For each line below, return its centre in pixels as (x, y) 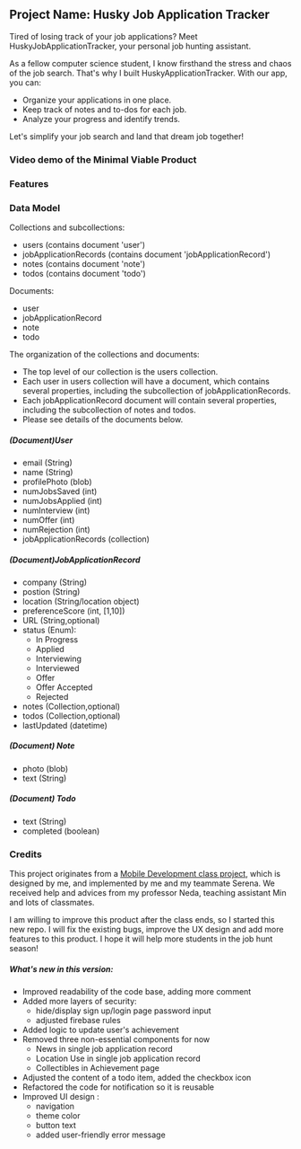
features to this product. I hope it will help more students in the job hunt (141, 939)
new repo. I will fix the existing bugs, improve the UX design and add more (146, 930)
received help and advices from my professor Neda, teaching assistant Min (148, 893)
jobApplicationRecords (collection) (86, 539)
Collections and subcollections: (67, 227)
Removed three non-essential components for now (116, 1039)
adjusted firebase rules (78, 1021)
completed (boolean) (61, 831)
